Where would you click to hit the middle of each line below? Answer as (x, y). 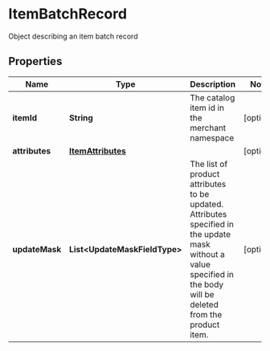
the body (207, 284)
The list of (209, 164)
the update (211, 234)
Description (213, 84)
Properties (35, 61)
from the (206, 314)
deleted (204, 304)
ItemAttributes (98, 151)
